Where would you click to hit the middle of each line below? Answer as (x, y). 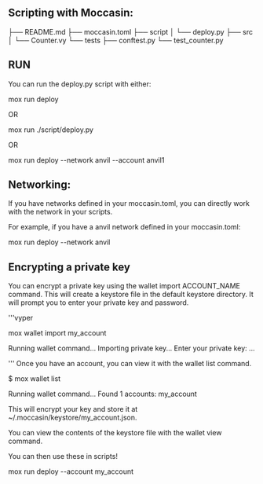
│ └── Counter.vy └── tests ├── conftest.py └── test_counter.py (116, 40)
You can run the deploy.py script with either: (80, 84)
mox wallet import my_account (57, 333)
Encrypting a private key (69, 267)
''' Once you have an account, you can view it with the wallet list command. (130, 364)
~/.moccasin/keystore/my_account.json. (73, 418)
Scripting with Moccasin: (71, 13)
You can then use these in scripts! (63, 456)
